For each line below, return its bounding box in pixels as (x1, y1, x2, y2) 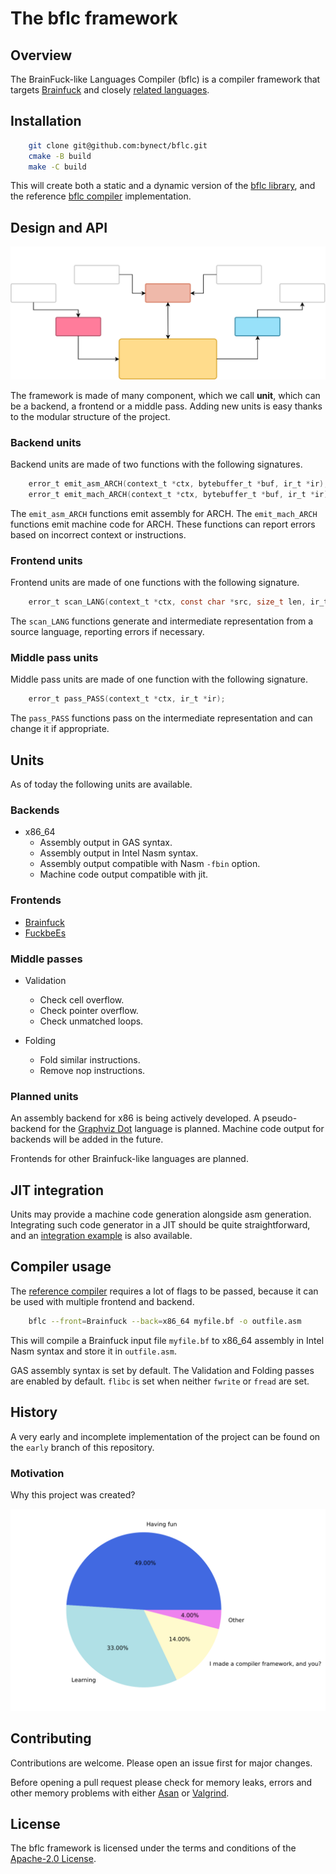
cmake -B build (28, 151, 92, 161)
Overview (10, 47, 73, 64)
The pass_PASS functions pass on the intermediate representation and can (10, 712, 313, 724)
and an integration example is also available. (10, 1230, 193, 1242)
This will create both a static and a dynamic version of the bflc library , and (10, 180, 316, 192)
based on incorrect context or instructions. (10, 528, 187, 541)
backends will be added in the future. (10, 1133, 164, 1146)
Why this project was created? (10, 1488, 136, 1501)
